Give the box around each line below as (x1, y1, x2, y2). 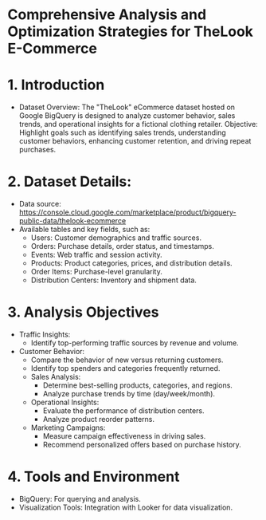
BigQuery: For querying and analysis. (18, 494, 141, 503)
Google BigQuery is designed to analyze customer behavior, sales (18, 111, 236, 120)
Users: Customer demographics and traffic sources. (30, 233, 202, 242)
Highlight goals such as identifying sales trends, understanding (18, 128, 226, 137)
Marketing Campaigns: (30, 423, 106, 432)
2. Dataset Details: (7, 173, 132, 191)
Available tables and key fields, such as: (18, 225, 151, 234)
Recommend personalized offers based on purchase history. (42, 440, 242, 449)
